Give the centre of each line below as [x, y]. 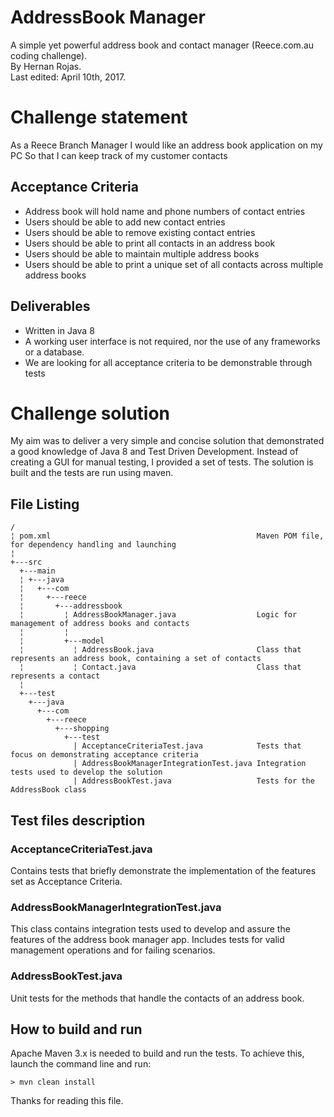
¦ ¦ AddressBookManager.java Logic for [158, 615]
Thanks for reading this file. [67, 1101]
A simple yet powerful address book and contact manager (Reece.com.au [162, 45]
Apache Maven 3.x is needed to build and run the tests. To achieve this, [157, 1053]
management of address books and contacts [100, 624]
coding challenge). [49, 55]
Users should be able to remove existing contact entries [140, 232]
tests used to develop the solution [86, 772]
